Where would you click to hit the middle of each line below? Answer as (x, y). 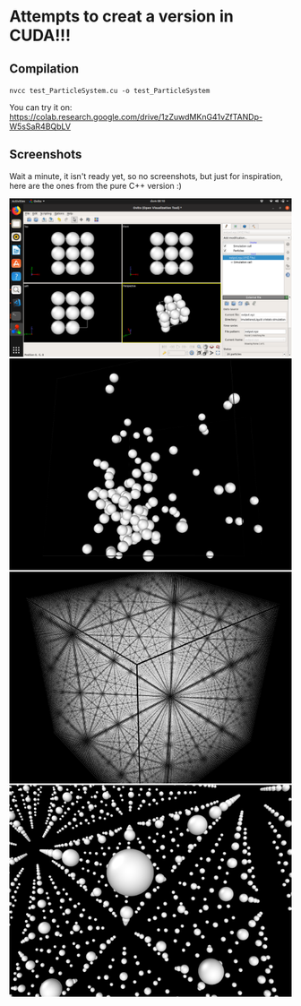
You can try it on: (41, 107)
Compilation (44, 69)
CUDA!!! (40, 35)
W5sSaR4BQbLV (40, 126)
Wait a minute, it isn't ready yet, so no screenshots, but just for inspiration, (146, 176)
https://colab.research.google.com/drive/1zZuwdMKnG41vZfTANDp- (136, 117)
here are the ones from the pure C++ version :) (95, 185)
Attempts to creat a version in (122, 17)
